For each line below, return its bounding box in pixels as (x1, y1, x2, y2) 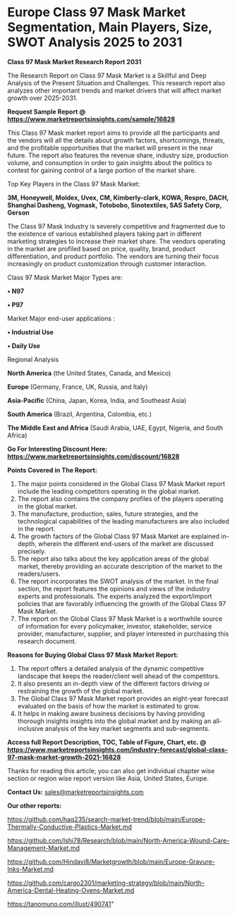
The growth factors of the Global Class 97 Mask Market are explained (17, 532, 220, 540)
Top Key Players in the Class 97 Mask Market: (7, 179, 140, 188)
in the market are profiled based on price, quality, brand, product (7, 244, 196, 253)
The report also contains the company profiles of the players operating (17, 495, 224, 503)
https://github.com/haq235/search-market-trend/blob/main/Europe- (7, 815, 206, 823)
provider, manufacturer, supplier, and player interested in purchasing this (17, 629, 229, 638)
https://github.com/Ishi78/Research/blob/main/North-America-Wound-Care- (7, 836, 230, 844)
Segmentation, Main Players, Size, (7, 19, 212, 35)
